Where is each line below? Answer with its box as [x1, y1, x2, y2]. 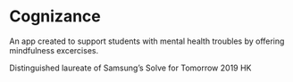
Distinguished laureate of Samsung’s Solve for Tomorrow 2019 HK [9, 62, 252, 73]
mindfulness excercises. [9, 45, 99, 55]
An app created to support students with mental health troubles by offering [9, 36, 285, 46]
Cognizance [9, 6, 101, 27]
